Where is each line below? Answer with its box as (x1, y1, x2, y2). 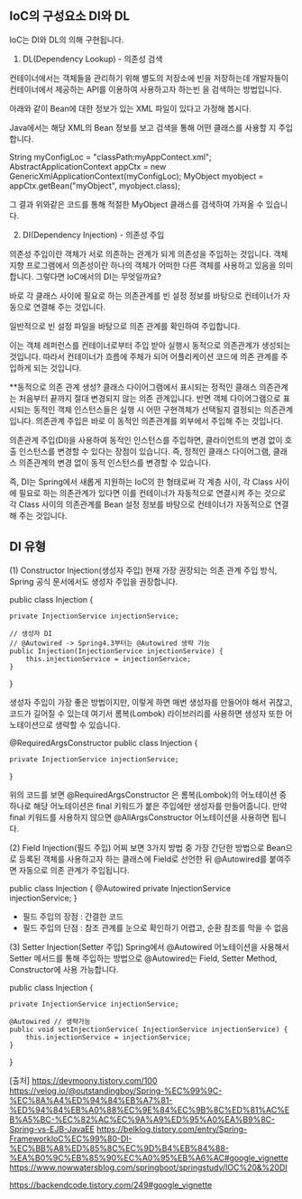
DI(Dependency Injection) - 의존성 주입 (22, 229, 165, 240)
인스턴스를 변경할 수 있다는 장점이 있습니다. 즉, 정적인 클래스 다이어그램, (18, 446, 271, 457)
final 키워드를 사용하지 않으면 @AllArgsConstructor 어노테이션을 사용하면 (9, 811, 270, 823)
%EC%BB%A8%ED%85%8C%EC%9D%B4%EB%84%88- (9, 1142, 230, 1153)
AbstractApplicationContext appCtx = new (9, 161, 167, 171)
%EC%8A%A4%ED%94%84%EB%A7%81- (9, 1094, 173, 1105)
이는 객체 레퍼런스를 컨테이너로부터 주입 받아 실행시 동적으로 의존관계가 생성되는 (9, 339, 291, 350)
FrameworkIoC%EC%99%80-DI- (9, 1133, 133, 1144)
